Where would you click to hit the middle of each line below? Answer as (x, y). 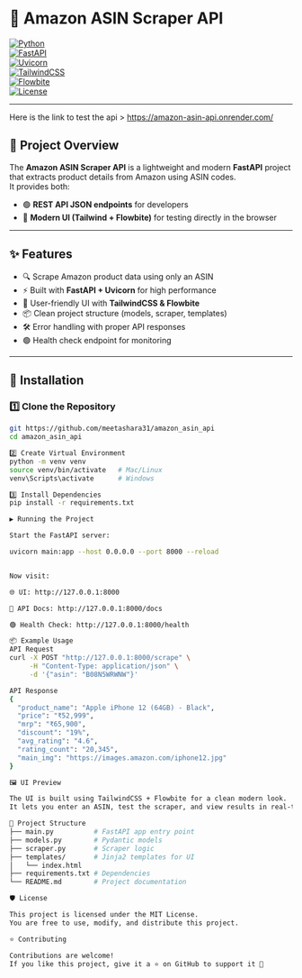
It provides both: (40, 186)
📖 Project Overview (64, 146)
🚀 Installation (47, 380)
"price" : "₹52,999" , (56, 716)
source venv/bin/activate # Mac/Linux (86, 470)
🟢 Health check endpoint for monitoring (97, 340)
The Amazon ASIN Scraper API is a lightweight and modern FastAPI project (150, 167)
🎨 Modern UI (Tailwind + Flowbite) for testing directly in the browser (149, 217)
